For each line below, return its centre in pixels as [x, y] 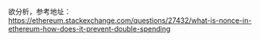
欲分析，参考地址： [40, 11]
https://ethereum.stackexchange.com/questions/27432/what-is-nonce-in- [130, 20]
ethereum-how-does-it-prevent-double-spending [89, 29]
